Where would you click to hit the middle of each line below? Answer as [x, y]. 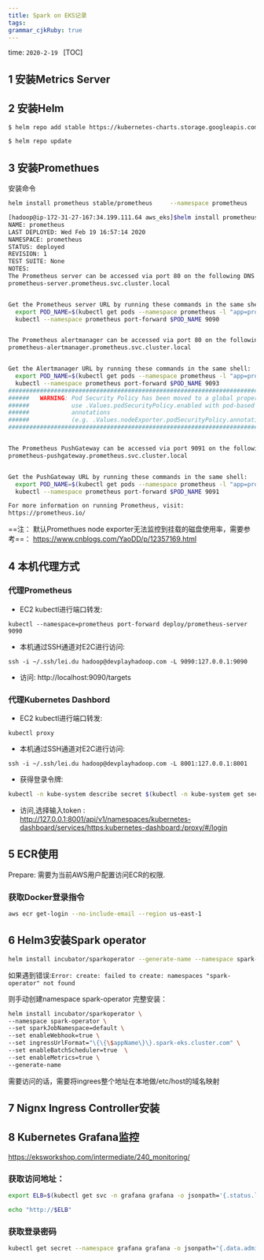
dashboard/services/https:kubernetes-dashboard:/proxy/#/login [123, 827]
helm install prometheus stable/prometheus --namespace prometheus [128, 203]
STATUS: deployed [37, 247]
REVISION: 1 [27, 254]
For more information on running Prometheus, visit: [96, 506]
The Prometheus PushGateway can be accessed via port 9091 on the [119, 449]
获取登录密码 [33, 1232]
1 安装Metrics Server [59, 79]
